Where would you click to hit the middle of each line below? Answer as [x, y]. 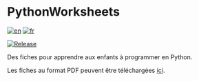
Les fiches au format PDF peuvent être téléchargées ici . [86, 70]
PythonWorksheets [64, 12]
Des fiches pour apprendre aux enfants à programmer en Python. [100, 57]
